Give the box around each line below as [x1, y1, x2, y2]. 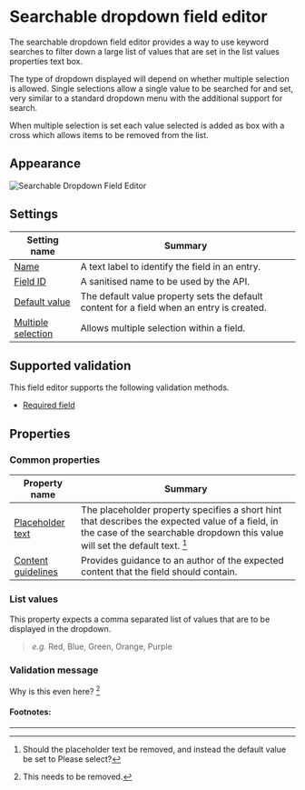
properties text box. [9, 55, 84, 66]
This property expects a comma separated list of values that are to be [9, 614, 271, 625]
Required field [22, 400, 75, 411]
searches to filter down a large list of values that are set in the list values [9, 45, 280, 56]
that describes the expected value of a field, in [81, 515, 279, 528]
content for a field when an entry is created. [80, 301, 267, 314]
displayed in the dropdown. [9, 623, 112, 634]
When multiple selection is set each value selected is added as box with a [9, 120, 285, 131]
